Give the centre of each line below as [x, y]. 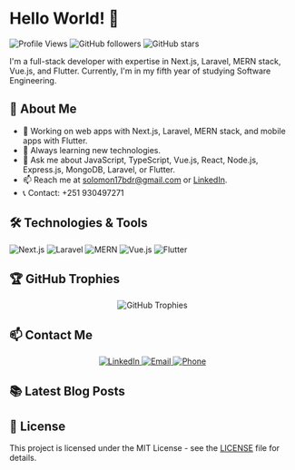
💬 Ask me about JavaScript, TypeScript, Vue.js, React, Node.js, [140, 160]
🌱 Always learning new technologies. [92, 150]
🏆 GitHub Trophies [65, 279]
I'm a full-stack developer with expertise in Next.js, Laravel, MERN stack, [145, 61]
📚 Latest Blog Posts [67, 391]
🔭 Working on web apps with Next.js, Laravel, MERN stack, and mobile [154, 131]
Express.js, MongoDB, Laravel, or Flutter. [98, 169]
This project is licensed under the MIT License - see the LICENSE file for [144, 448]
